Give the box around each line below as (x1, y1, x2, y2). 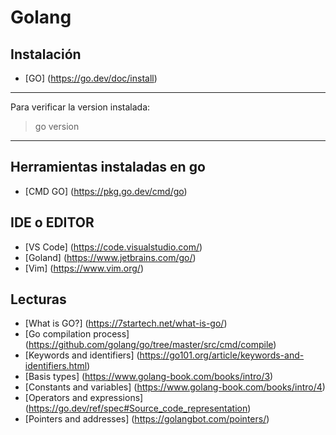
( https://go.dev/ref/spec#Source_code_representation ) (24, 402, 252, 415)
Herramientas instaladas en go (10, 159, 206, 176)
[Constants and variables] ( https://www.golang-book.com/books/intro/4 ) (24, 381, 326, 393)
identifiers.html (24, 360, 88, 372)
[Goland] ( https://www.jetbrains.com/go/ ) (24, 251, 197, 263)
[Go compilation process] (24, 328, 130, 340)
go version (34, 121, 80, 132)
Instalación (10, 46, 82, 63)
